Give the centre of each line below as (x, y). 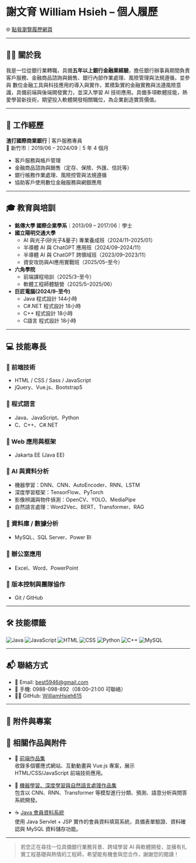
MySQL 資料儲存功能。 (54, 828)
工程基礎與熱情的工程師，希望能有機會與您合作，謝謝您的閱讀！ (102, 854)
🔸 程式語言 (21, 403)
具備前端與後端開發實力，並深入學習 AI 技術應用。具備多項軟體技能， (99, 92)
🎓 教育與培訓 (31, 208)
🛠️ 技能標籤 (26, 623)
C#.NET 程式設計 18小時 (52, 306)
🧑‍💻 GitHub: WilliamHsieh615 (48, 696)
